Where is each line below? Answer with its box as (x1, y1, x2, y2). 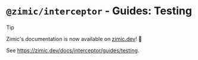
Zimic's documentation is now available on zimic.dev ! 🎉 (6, 35, 142, 42)
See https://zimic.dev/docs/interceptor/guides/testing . (6, 46, 140, 54)
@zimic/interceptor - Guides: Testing (6, 4, 193, 18)
